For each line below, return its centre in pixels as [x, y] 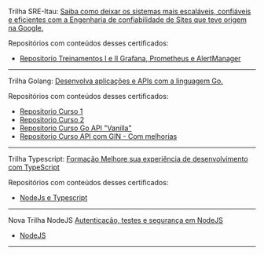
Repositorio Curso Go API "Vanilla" [75, 128]
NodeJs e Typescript [53, 198]
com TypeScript [34, 167]
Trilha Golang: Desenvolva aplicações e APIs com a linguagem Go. [116, 81]
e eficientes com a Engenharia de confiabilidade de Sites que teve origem [128, 20]
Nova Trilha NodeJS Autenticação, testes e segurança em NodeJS [116, 220]
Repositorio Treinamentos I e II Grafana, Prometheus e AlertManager [130, 58]
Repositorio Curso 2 [52, 120]
